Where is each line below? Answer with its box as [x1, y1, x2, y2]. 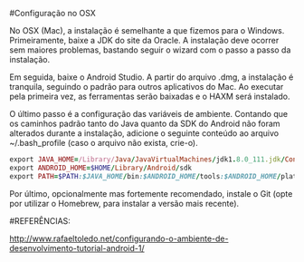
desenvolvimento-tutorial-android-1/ [9, 242, 145, 253]
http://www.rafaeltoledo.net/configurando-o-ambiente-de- [9, 233, 229, 244]
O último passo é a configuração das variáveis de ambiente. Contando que [9, 109, 288, 119]
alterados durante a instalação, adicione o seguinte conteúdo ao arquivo [9, 128, 279, 139]
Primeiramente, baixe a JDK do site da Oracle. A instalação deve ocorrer [9, 35, 280, 45]
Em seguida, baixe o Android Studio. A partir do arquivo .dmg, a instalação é [9, 72, 294, 82]
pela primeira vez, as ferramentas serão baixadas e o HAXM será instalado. [9, 91, 291, 102]
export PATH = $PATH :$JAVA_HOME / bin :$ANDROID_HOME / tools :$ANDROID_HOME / [9, 171, 281, 180]
